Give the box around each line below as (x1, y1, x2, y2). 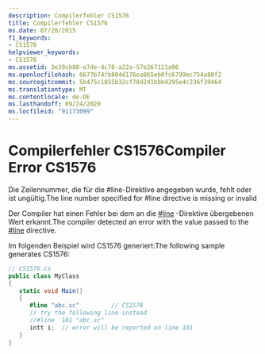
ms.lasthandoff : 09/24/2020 (8, 100, 102, 108)
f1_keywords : (8, 33, 52, 42)
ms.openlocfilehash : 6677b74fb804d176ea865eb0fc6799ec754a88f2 (8, 71, 222, 79)
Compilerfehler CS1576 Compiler (8, 142, 226, 160)
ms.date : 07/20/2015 (8, 26, 77, 34)
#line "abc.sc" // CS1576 (29, 302, 144, 310)
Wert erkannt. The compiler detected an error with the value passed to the (8, 217, 249, 226)
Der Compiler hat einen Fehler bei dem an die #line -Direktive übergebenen (8, 208, 254, 218)
